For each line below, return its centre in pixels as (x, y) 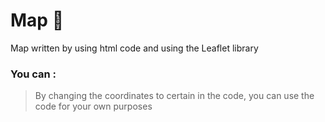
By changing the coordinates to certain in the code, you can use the (174, 96)
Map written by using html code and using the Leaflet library (134, 48)
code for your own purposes (93, 106)
